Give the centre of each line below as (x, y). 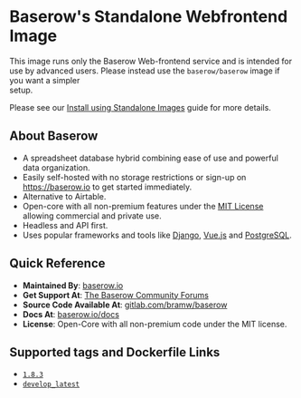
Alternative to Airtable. (64, 196)
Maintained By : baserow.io (73, 285)
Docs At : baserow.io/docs (71, 314)
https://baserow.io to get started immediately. (107, 187)
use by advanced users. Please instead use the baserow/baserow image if (145, 71)
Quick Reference (57, 263)
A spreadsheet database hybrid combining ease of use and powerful (150, 158)
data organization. (56, 167)
